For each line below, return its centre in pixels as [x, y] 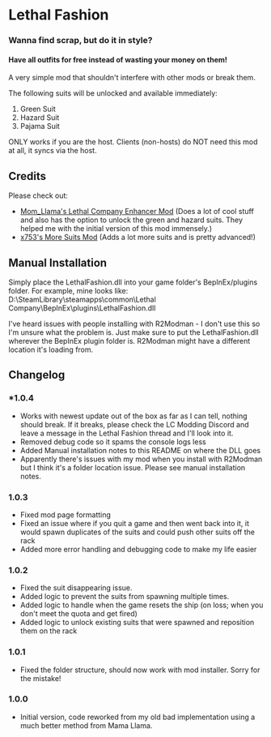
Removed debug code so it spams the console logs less [113, 441]
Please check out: [38, 195]
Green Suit [38, 109]
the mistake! [40, 678]
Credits [28, 176]
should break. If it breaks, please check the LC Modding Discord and [134, 424]
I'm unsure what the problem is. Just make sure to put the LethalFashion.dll [133, 332]
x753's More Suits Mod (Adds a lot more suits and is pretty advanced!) [138, 238]
